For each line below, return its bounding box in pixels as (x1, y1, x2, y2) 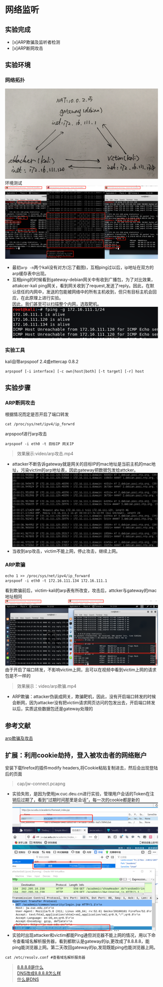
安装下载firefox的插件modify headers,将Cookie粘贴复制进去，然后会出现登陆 (5, 765, 158, 771)
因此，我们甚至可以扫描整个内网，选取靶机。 (12, 301, 102, 307)
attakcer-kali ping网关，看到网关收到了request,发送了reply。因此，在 (12, 282, 150, 288)
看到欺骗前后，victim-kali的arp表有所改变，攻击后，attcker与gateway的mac (5, 587, 157, 593)
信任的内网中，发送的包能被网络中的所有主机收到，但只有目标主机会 (16, 289, 153, 295)
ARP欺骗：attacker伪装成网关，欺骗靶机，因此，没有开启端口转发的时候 (12, 693, 156, 700)
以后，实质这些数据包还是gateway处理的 (12, 706, 93, 712)
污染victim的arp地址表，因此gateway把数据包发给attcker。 (20, 467, 138, 473)
